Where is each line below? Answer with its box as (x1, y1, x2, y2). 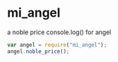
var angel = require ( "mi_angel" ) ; (7, 41, 108, 48)
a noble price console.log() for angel (7, 28, 112, 36)
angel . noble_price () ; (7, 47, 70, 55)
